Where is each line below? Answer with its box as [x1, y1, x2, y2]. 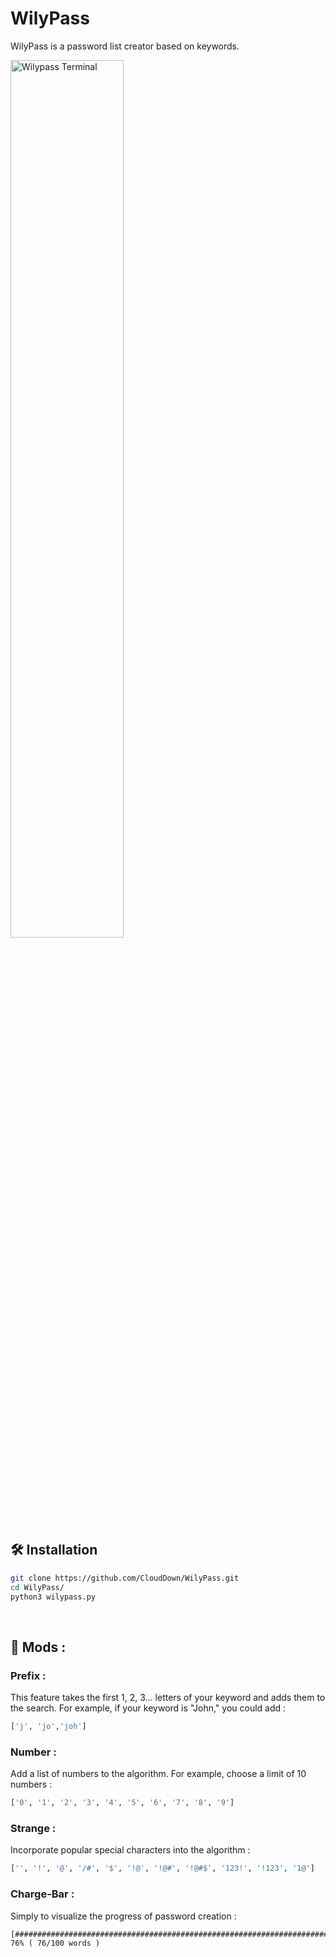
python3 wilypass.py [10, 1592, 97, 1602]
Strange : [10, 1822, 57, 1836]
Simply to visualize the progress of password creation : [10, 1910, 237, 1922]
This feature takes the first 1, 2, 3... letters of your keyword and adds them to [10, 1692, 326, 1704]
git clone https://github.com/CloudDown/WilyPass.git [10, 1573, 240, 1583]
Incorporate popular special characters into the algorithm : [10, 1844, 251, 1856]
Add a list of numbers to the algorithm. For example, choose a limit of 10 [10, 1768, 307, 1780]
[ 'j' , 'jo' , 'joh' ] [10, 1722, 87, 1732]
